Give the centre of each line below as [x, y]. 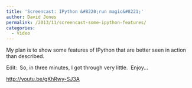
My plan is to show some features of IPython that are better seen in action [96, 50]
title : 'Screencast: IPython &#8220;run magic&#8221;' [75, 11]
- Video [21, 33]
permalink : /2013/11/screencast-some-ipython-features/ [76, 22]
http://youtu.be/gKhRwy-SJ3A [43, 79]
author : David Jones [32, 17]
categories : [21, 28]
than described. [25, 56]
